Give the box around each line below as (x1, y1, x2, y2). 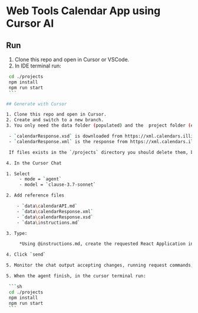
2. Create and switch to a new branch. (6, 117, 104, 123)
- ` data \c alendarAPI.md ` (16, 203, 78, 209)
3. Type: (6, 230, 28, 236)
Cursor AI (6, 17, 54, 30)
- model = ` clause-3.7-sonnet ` (19, 182, 96, 188)
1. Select (6, 170, 31, 177)
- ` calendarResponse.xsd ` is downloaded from (8, 133, 123, 139)
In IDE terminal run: (14, 62, 62, 69)
